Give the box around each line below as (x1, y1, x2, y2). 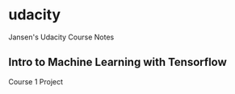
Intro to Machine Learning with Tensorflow (8, 55, 228, 69)
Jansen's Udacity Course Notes (8, 32, 115, 42)
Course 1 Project (8, 76, 63, 86)
